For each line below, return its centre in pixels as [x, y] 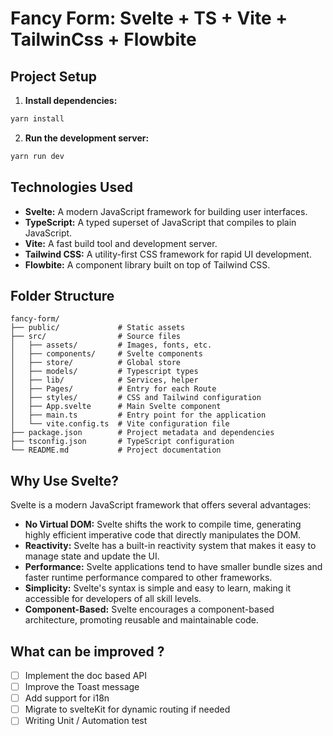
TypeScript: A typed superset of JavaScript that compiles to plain [160, 222]
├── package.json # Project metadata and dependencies [142, 433]
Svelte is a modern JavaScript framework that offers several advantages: [161, 505]
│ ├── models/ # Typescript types [104, 372]
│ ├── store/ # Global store [96, 363]
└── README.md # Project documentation [116, 450]
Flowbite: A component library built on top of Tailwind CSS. [147, 264]
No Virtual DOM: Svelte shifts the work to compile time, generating [163, 524]
